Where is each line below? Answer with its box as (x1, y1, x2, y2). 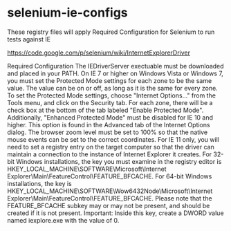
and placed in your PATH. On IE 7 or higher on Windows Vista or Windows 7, (7, 69, 223, 77)
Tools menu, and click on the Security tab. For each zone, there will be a (7, 98, 213, 107)
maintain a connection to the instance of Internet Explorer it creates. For (7, 150, 212, 158)
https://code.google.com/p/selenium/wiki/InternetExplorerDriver (7, 48, 191, 57)
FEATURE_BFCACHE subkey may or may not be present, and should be (7, 201, 210, 210)
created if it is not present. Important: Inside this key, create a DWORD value (7, 209, 224, 217)
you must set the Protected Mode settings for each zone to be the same (7, 76, 212, 84)
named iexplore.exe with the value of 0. (7, 216, 120, 224)
